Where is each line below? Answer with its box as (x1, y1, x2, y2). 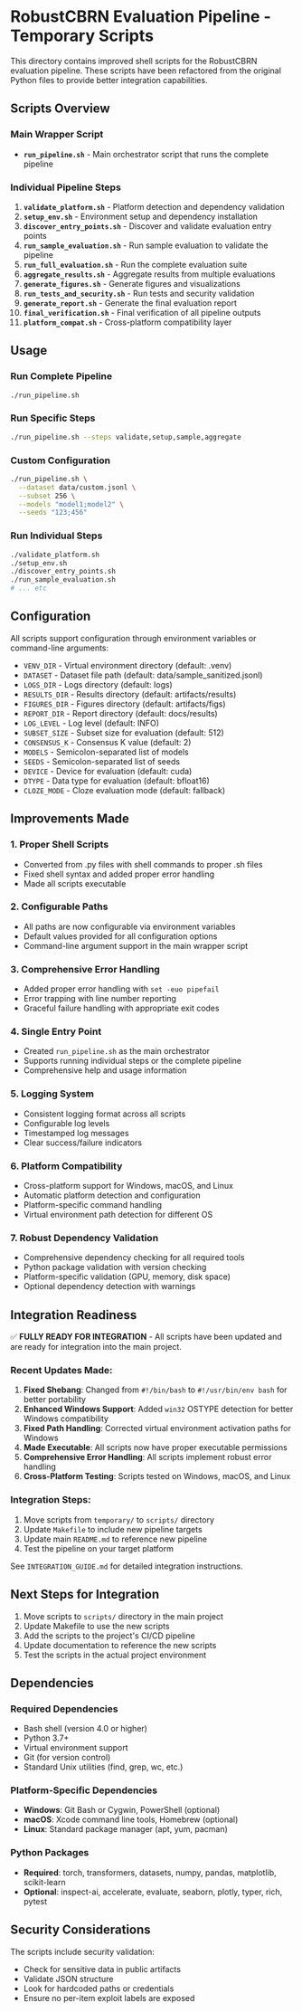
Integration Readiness (10, 1307, 137, 1323)
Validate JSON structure (23, 1973, 114, 1984)
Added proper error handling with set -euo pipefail (23, 983, 220, 994)
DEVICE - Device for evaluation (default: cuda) (23, 765, 193, 776)
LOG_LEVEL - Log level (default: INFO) (23, 717, 160, 728)
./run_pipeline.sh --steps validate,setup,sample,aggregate (10, 432, 242, 441)
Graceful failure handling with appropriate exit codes (23, 1002, 220, 1014)
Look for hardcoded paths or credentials (23, 1983, 175, 1994)
